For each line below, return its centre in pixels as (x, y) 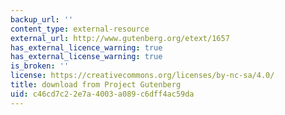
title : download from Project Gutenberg (96, 85)
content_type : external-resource (80, 29)
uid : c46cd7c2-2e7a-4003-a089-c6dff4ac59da (102, 94)
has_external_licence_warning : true (86, 47)
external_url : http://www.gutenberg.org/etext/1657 (120, 38)
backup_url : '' (42, 19)
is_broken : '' (40, 66)
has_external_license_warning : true (86, 57)
